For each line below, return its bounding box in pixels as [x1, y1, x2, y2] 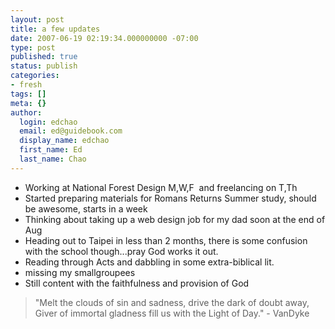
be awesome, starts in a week [24, 202, 148, 215]
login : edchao [19, 117, 78, 127]
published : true [10, 52, 78, 62]
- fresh [10, 80, 43, 90]
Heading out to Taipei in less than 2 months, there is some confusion [24, 234, 308, 246]
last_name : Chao [19, 154, 87, 164]
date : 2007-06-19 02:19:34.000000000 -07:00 [10, 33, 199, 43]
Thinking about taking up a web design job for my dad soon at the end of [24, 213, 326, 225]
